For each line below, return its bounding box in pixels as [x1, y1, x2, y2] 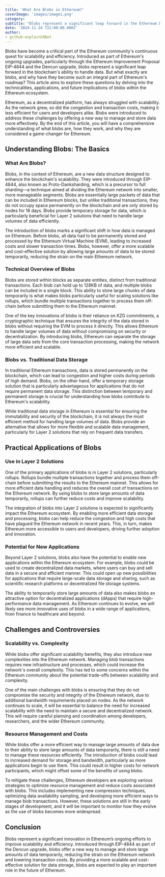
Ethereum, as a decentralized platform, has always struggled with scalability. [5, 99, 160, 105]
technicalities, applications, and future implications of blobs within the [5, 85, 146, 90]
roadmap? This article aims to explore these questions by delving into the [5, 79, 153, 85]
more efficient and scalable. [5, 344, 61, 350]
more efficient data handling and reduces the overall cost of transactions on [5, 485, 159, 491]
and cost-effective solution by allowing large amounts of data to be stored [5, 248, 155, 254]
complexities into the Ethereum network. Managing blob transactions [5, 656, 144, 662]
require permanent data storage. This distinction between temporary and [5, 388, 153, 394]
